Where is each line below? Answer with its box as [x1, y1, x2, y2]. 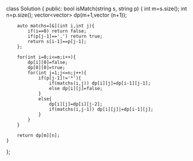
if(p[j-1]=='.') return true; [27, 33, 103, 39]
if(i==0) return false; [27, 28, 87, 34]
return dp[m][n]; [17, 132, 60, 138]
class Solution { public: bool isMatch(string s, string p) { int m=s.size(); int [6, 5, 187, 12]
